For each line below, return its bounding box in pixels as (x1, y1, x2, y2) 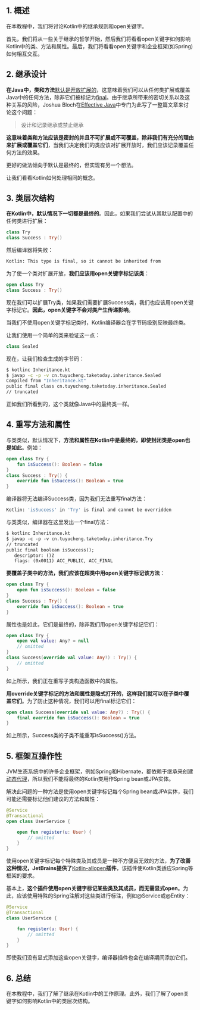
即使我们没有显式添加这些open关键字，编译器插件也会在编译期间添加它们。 (6, 954, 191, 961)
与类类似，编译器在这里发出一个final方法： (6, 519, 111, 525)
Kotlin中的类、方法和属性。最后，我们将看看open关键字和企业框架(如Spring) (6, 42, 193, 49)
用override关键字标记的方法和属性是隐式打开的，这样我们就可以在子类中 (6, 690, 185, 697)
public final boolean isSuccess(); (6, 547, 95, 553)
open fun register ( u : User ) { (17, 829, 92, 835)
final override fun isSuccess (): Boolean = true (17, 715, 140, 721)
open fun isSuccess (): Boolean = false (17, 587, 116, 593)
